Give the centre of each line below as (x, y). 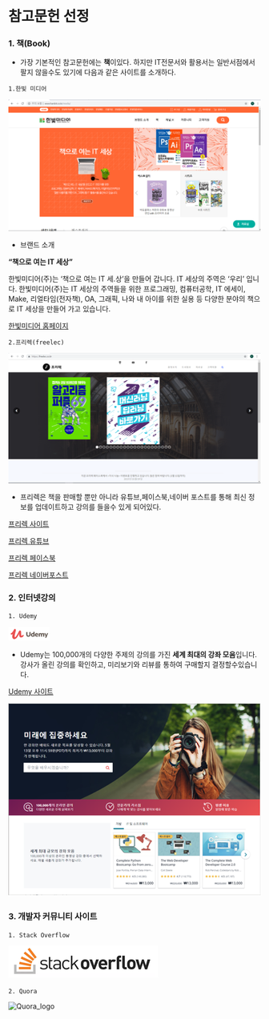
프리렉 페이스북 (32, 558)
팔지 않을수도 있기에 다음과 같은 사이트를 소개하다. (98, 72)
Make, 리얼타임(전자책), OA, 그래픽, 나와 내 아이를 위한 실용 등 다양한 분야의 (127, 299)
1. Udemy (23, 616)
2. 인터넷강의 (32, 598)
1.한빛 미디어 (28, 89)
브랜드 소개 (37, 244)
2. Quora (23, 991)
